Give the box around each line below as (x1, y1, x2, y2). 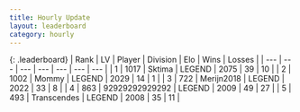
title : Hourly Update (9, 13, 91, 22)
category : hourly (9, 30, 75, 39)
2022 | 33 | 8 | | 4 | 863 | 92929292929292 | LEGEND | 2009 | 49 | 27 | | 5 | (9, 82, 292, 94)
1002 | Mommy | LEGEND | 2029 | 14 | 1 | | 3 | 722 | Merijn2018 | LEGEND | (9, 73, 286, 84)
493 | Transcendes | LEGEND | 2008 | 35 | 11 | (9, 92, 180, 103)
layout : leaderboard (9, 22, 87, 30)
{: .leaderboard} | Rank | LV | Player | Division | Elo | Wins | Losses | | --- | (9, 55, 282, 65)
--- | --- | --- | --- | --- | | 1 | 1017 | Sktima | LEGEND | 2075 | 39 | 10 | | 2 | (19, 64, 291, 74)
